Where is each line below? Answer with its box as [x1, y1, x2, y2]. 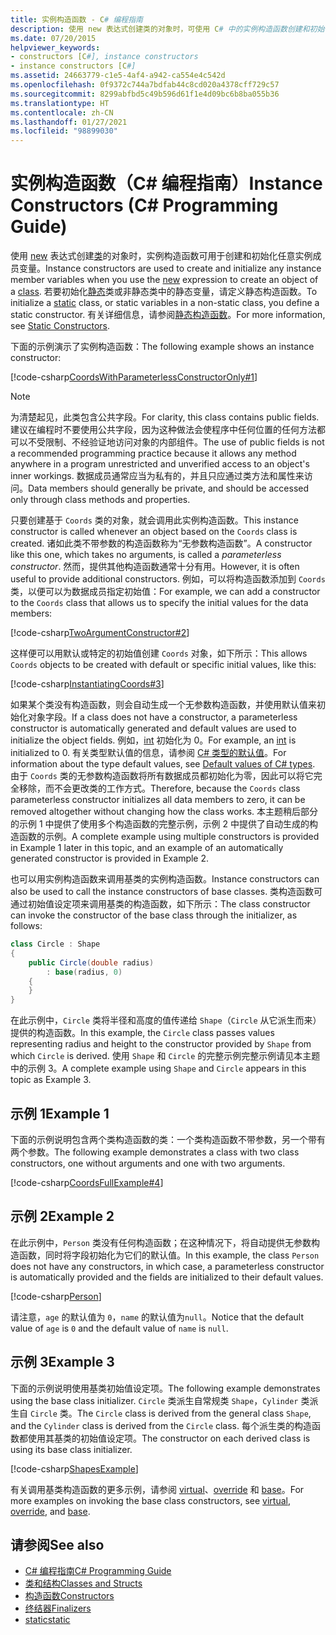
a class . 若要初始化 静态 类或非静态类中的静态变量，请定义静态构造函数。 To [10, 286, 318, 298]
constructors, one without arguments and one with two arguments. [10, 1157, 286, 1169]
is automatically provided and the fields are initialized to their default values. [10, 1271, 324, 1283]
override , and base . [10, 1505, 91, 1517]
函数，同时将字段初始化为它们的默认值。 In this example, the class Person [18, 1249, 320, 1261]
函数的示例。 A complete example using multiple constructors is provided [18, 831, 320, 843]
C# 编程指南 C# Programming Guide [24, 1565, 172, 1577]
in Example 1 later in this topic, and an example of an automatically [10, 842, 284, 854]
